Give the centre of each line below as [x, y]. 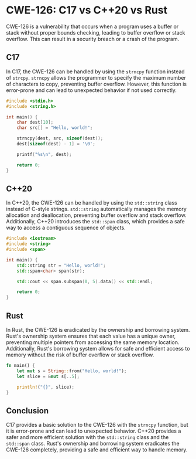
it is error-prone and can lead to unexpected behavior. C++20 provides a [94, 431]
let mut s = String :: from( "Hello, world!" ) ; [72, 371]
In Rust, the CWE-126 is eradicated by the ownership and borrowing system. [98, 330]
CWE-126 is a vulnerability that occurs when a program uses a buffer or [92, 26]
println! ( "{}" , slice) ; [46, 387]
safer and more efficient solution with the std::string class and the [87, 437]
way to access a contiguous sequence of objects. [66, 228]
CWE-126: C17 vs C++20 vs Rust [87, 10]
